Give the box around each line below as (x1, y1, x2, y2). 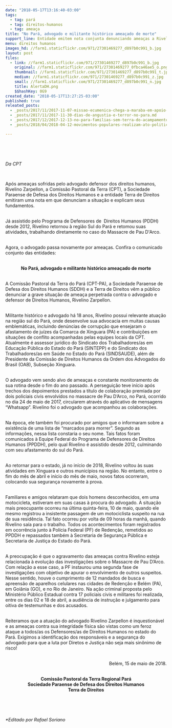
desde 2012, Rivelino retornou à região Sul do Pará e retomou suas (5, 223, 146, 229)
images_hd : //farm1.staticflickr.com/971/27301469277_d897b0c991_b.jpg (5, 46, 161, 51)
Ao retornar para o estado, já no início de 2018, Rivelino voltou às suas (5, 462, 154, 468)
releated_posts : (5, 103, 40, 108)
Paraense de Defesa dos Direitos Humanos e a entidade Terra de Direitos (5, 191, 160, 198)
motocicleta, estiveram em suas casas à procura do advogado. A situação (5, 499, 161, 506)
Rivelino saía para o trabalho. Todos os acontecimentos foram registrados (5, 521, 161, 527)
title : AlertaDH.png (14, 84, 58, 89)
